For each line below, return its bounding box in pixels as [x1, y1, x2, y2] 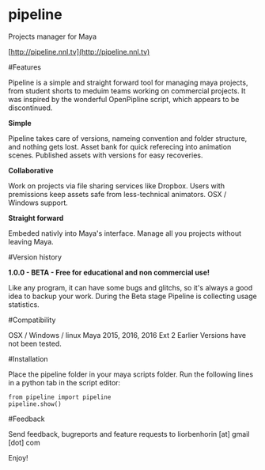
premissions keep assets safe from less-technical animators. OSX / [8, 189, 227, 199]
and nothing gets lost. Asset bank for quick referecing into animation [8, 142, 232, 151]
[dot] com [8, 438, 41, 447]
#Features [8, 62, 42, 72]
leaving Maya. [8, 237, 54, 246]
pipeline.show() [8, 400, 62, 408]
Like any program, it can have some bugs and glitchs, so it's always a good [8, 282, 253, 292]
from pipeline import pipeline [8, 393, 112, 401]
